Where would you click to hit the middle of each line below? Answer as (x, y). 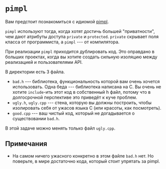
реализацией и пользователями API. (44, 62)
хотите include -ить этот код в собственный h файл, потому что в (82, 92)
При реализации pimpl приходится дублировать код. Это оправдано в (80, 51)
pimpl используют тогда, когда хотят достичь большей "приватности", (80, 31)
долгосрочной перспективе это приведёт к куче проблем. (75, 97)
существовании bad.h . (36, 118)
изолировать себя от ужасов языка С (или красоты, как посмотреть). (87, 108)
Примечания (26, 144)
